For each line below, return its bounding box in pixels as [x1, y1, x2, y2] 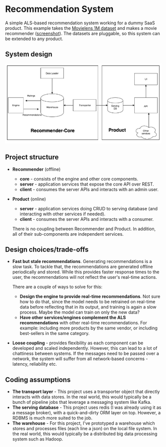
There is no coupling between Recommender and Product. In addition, [12, 226, 156, 232]
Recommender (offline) [12, 166, 61, 172]
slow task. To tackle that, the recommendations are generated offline [12, 264, 153, 270]
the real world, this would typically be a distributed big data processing [12, 431, 158, 437]
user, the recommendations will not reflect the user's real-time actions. [12, 274, 157, 280]
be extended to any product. [5, 36, 63, 42]
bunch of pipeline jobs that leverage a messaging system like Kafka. [12, 399, 152, 405]
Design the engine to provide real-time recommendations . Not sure [19, 294, 161, 300]
